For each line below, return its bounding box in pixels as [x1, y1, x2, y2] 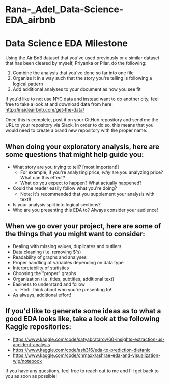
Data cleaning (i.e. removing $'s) [12, 249, 81, 255]
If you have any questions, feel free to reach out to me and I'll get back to [5, 368, 159, 374]
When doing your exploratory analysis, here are [5, 142, 160, 151]
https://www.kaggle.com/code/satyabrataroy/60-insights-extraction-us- [12, 336, 165, 342]
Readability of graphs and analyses [12, 254, 87, 260]
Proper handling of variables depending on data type [12, 259, 124, 265]
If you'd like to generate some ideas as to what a [5, 307, 161, 315]
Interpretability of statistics [12, 265, 69, 271]
